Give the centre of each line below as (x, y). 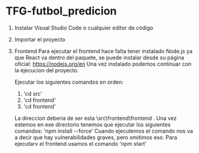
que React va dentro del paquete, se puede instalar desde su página (99, 57)
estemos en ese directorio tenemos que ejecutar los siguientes (93, 124)
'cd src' (33, 93)
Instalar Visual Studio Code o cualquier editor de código (84, 28)
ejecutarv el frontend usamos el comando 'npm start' (81, 143)
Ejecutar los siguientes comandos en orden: (69, 82)
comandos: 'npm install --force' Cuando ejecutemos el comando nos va (104, 131)
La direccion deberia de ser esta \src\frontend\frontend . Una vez (96, 118)
